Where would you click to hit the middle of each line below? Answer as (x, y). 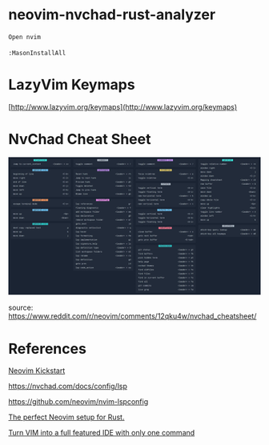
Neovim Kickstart (37, 371)
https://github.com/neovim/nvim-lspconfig (78, 402)
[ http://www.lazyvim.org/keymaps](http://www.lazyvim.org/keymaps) (123, 106)
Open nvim (25, 37)
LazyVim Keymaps (72, 85)
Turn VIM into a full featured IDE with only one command (102, 433)
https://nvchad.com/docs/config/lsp (68, 387)
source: (21, 308)
